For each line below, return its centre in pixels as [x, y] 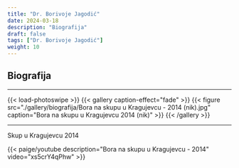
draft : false [27, 34]
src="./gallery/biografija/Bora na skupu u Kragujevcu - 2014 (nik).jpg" [109, 107]
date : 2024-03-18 [33, 21]
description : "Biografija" [47, 27]
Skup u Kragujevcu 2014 [43, 135]
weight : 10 [23, 47]
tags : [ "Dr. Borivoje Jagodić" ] [55, 41]
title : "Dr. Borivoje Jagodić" [54, 14]
